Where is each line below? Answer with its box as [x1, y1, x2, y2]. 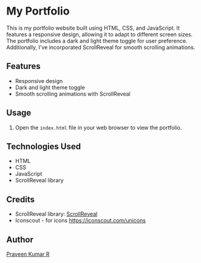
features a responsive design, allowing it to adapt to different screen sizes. [6, 30, 193, 38]
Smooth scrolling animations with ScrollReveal [15, 90, 131, 98]
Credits [6, 194, 35, 204]
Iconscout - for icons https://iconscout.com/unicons [15, 217, 146, 224]
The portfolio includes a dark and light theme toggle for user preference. [6, 37, 188, 44]
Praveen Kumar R [6, 250, 50, 258]
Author [6, 235, 33, 245]
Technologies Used [6, 141, 81, 151]
